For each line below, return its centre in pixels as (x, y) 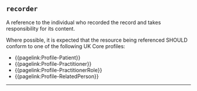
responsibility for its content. (40, 28)
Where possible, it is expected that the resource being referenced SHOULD (97, 40)
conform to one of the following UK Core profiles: (66, 46)
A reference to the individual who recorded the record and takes (84, 22)
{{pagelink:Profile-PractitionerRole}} (58, 70)
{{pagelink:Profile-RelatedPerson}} (57, 76)
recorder (22, 9)
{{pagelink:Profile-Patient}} (47, 58)
